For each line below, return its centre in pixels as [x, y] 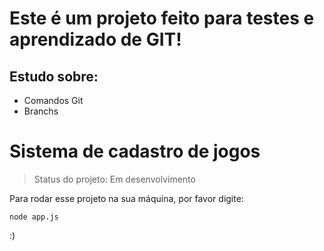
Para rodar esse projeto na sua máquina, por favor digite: [126, 198]
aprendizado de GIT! [95, 39]
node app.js [34, 217]
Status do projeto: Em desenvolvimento [114, 179]
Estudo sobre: [54, 76]
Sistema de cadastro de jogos [135, 151]
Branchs [41, 111]
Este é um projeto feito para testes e [162, 18]
